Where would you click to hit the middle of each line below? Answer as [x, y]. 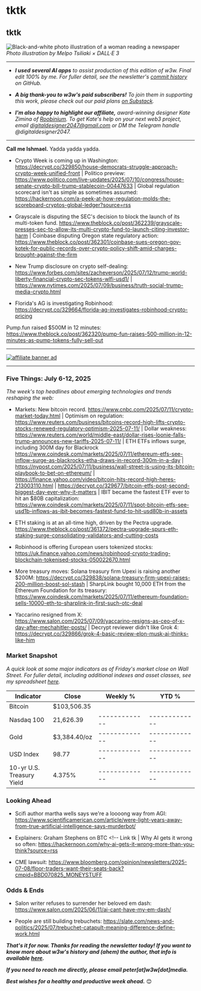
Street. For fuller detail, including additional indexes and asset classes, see [99, 675]
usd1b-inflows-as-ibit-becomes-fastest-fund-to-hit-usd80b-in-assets [101, 511]
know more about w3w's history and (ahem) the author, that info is [92, 952]
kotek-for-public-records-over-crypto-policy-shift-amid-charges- [96, 248]
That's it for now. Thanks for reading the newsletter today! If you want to [99, 946]
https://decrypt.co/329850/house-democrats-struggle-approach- [96, 167]
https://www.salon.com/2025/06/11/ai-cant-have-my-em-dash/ [93, 910]
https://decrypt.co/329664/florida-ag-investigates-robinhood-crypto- [101, 310]
